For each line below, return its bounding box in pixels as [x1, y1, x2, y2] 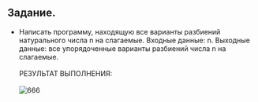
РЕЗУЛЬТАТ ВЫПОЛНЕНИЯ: [18, 68, 113, 78]
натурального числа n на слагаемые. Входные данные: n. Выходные [18, 35, 250, 45]
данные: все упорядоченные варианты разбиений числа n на [18, 43, 226, 53]
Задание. [7, 6, 56, 20]
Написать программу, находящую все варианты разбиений [18, 27, 221, 36]
